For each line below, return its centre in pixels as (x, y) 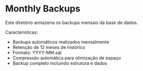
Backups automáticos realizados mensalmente (61, 42)
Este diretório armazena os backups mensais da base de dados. (72, 22)
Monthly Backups (43, 9)
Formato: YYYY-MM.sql (37, 52)
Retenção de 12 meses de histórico (49, 47)
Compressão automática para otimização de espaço (67, 57)
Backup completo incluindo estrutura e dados (60, 63)
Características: (22, 32)
